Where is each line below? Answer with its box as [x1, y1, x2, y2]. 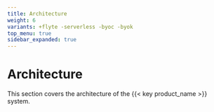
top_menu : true [7, 29, 52, 37]
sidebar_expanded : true [7, 36, 77, 43]
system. [7, 97, 30, 106]
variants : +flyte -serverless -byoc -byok [7, 23, 133, 30]
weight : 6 [7, 17, 36, 24]
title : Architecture [7, 10, 68, 17]
